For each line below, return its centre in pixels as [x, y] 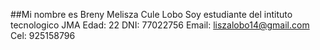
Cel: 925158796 [43, 35]
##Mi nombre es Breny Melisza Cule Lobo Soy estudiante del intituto [151, 14]
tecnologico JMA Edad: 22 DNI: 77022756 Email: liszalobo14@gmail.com [160, 25]
